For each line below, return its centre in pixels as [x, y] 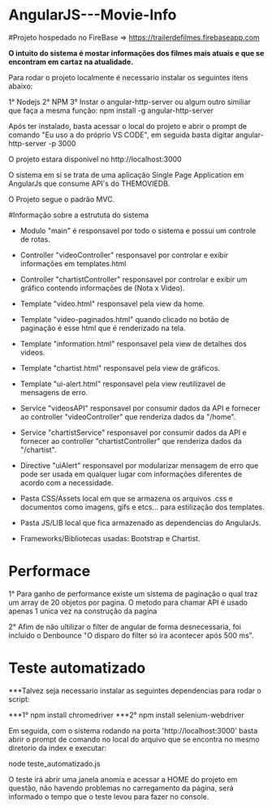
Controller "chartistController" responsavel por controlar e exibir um [134, 279]
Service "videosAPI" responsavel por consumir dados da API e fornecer [140, 408]
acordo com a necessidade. [67, 482]
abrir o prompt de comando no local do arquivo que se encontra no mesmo [134, 739]
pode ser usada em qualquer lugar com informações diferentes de [131, 474]
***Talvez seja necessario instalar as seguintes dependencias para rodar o [135, 691]
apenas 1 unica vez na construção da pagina [83, 611]
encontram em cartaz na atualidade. [71, 62]
